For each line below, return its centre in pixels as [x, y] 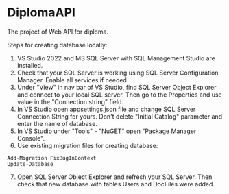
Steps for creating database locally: [57, 45]
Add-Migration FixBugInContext [52, 158]
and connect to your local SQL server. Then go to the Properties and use [119, 95]
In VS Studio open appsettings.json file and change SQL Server [106, 109]
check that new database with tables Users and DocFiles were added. [116, 184]
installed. [30, 65]
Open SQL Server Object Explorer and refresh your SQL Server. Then [114, 177]
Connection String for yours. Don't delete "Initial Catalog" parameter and [120, 116]
